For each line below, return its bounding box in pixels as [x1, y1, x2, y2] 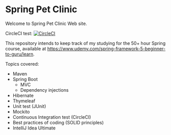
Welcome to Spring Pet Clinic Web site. [5, 20, 88, 26]
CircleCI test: [5, 30, 33, 36]
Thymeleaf [12, 98, 36, 104]
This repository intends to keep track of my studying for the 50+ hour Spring [5, 40, 166, 46]
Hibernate [12, 92, 34, 98]
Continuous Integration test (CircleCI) [12, 114, 92, 120]
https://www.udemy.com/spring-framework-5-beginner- [47, 45, 166, 51]
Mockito [12, 109, 30, 115]
